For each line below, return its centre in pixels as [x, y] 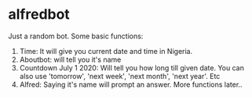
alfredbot [39, 14]
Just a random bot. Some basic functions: [76, 36]
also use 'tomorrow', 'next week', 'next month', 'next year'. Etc [120, 76]
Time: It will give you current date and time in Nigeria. [106, 51]
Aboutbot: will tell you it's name [70, 59]
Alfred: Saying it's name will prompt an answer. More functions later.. [131, 84]
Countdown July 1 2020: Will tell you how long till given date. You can [132, 67]
